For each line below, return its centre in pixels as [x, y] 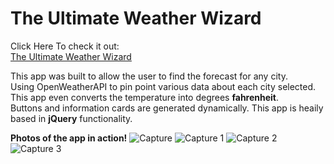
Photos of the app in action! [69, 138]
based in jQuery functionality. [71, 118]
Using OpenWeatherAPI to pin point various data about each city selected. [163, 86]
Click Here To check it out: [65, 46]
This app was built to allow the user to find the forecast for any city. [149, 76]
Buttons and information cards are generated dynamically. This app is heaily [167, 108]
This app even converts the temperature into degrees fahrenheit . [145, 97]
